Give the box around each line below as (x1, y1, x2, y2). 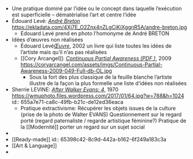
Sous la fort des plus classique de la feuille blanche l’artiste (29, 73, 172, 80)
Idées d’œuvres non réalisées (11, 36, 83, 43)
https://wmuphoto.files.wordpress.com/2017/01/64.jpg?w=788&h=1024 (11, 92, 185, 99)
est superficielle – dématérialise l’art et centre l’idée (11, 11, 137, 18)
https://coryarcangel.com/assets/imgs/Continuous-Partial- (20, 61, 163, 68)
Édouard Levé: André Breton (11, 18, 80, 24)
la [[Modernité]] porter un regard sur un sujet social (20, 123, 145, 130)
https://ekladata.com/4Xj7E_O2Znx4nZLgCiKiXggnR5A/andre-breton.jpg (11, 23, 188, 31)
